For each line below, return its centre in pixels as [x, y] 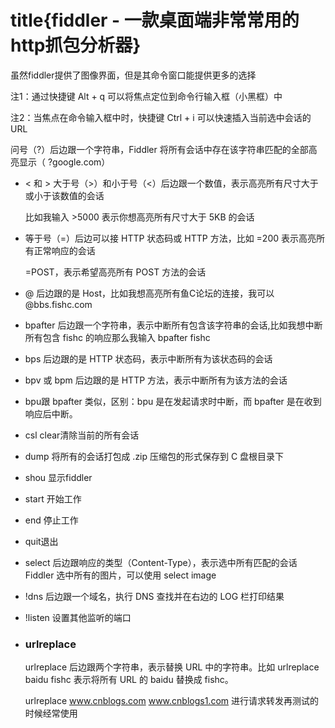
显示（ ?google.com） [64, 162]
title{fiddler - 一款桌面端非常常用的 [155, 20]
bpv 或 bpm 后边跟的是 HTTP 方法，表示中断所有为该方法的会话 [156, 380]
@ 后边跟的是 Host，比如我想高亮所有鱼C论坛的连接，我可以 [149, 293]
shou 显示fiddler [58, 477]
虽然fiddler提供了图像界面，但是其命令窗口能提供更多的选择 [133, 75]
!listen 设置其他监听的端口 [78, 617]
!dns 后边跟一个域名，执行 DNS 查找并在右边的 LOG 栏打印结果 [154, 596]
